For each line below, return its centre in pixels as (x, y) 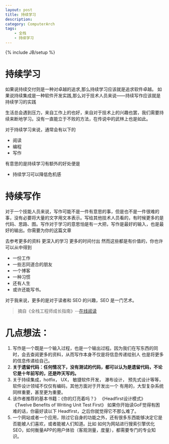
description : (19, 19)
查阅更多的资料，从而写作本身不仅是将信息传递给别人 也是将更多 (97, 354)
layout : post (19, 10)
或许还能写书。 (28, 289)
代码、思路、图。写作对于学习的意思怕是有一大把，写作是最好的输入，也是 (82, 224)
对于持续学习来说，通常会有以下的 (40, 130)
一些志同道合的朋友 (32, 264)
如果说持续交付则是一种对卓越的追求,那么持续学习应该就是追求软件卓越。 (81, 89)
